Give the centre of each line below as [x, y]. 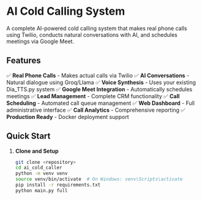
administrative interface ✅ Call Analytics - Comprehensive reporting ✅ [96, 110]
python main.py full [41, 190]
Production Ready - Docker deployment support [68, 117]
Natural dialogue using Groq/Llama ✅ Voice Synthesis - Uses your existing [101, 82]
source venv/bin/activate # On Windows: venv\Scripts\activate [99, 179]
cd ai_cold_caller [39, 168]
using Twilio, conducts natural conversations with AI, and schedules [92, 34]
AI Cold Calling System [66, 11]
